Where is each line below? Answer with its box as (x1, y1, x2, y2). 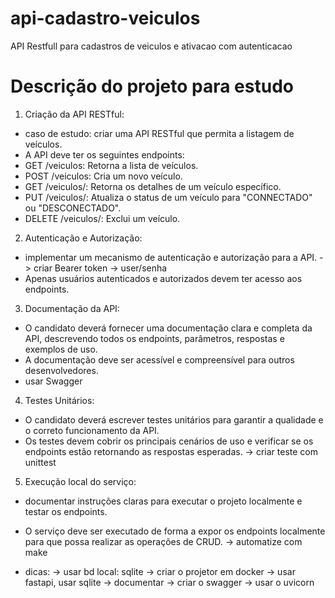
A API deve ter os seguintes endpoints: (24, 148, 185, 161)
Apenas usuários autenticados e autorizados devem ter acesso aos (24, 272, 303, 284)
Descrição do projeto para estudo (10, 75, 294, 98)
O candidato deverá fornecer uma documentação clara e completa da (24, 322, 313, 334)
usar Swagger (24, 375, 83, 387)
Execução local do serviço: (24, 475, 137, 487)
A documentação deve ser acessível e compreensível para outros (24, 353, 295, 366)
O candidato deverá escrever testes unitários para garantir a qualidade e (24, 413, 324, 426)
